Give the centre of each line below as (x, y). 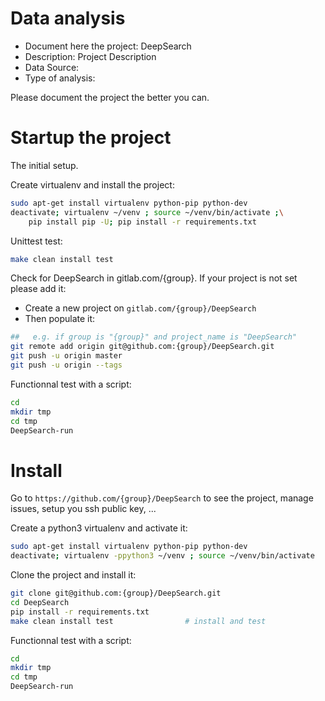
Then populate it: (60, 319)
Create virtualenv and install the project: (92, 184)
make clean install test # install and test (138, 621)
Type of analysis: (60, 78)
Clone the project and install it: (73, 575)
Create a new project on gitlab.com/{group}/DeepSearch (140, 308)
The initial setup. (44, 165)
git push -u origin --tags (66, 365)
